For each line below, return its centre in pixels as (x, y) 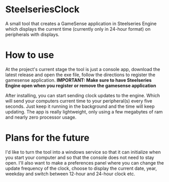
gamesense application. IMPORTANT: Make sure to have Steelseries (79, 80)
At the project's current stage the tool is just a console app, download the (83, 69)
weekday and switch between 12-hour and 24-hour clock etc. (70, 174)
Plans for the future (47, 138)
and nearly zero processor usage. (41, 117)
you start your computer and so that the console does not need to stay (80, 157)
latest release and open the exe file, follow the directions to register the (80, 75)
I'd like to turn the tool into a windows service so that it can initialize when (83, 152)
